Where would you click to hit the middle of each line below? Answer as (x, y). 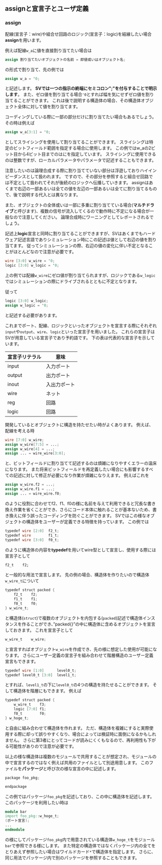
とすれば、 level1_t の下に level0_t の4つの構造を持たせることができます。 (78, 685)
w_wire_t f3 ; (30, 705)
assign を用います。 (24, 40)
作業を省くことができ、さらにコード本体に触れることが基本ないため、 (83, 509)
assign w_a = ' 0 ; (22, 79)
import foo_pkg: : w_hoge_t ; (32, 816)
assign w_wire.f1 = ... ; (30, 489)
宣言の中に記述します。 (95, 769)
